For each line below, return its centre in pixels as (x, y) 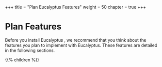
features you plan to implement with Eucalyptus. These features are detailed (81, 45)
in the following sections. (30, 50)
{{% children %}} (22, 60)
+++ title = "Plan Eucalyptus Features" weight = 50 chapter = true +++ (76, 7)
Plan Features (33, 27)
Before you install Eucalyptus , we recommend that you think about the (76, 40)
